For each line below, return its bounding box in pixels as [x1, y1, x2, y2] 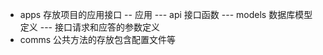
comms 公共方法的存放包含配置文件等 [19, 34, 177, 45]
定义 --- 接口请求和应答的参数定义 [19, 21, 160, 33]
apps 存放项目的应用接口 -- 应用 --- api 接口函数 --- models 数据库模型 [19, 9, 313, 20]
